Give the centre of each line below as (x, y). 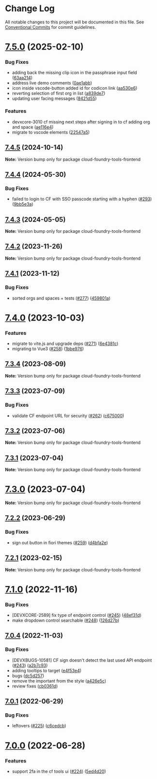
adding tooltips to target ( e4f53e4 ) (47, 670)
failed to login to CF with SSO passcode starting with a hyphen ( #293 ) (82, 199)
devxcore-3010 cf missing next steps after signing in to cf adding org (81, 122)
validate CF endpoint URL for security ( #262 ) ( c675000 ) (68, 416)
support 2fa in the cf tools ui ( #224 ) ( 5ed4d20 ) (59, 771)
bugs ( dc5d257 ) (28, 676)
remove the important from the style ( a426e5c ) (59, 681)
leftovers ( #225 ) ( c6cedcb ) (39, 726)
